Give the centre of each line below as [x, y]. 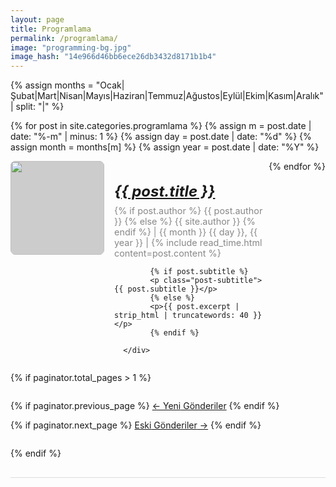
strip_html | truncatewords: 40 [181, 315]
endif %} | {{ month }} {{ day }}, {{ [186, 232]
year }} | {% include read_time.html [188, 242]
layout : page [37, 19]
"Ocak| [110, 85]
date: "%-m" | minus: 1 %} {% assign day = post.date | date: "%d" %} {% [161, 137]
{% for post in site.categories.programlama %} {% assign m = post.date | [161, 126]
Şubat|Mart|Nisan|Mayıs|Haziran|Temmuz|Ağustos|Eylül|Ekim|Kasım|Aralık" [167, 96]
